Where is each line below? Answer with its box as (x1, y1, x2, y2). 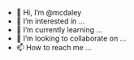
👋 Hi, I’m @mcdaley (15, 8, 82, 17)
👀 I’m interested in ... (15, 16, 85, 26)
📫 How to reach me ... (15, 43, 92, 52)
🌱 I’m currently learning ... (15, 25, 103, 34)
